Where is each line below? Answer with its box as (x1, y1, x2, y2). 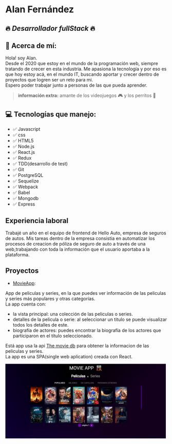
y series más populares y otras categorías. (5, 295, 95, 301)
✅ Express (12, 201, 35, 207)
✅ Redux (12, 155, 32, 161)
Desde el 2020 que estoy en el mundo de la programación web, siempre (5, 60, 158, 67)
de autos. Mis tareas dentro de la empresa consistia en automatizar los (5, 235, 155, 241)
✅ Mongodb (12, 195, 39, 201)
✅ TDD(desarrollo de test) (12, 160, 68, 167)
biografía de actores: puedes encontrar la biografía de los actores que (12, 327, 161, 333)
